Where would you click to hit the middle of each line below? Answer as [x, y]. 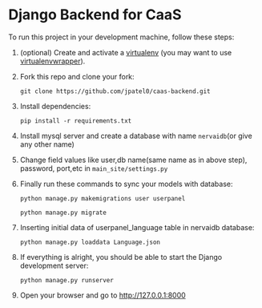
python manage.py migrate [63, 213]
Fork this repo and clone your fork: [77, 76]
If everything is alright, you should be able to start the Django [121, 257]
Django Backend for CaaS [95, 15]
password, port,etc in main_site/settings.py [94, 168]
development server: [54, 265]
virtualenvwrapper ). [52, 61]
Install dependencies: [55, 106]
